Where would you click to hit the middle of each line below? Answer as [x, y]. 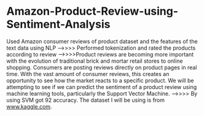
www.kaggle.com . [29, 106]
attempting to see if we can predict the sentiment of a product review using [102, 87]
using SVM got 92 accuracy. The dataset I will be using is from [85, 100]
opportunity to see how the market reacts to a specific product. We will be [100, 80]
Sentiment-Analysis [58, 24]
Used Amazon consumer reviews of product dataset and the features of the [102, 41]
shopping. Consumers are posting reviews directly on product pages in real [102, 67]
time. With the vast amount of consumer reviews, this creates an [88, 74]
